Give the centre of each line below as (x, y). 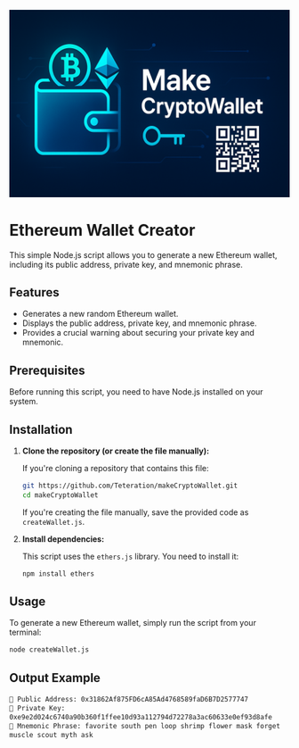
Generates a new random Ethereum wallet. (100, 314)
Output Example (55, 678)
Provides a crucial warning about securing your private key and (138, 333)
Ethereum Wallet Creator (102, 230)
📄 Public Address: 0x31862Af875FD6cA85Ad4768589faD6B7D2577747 (129, 700)
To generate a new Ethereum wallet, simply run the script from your (133, 623)
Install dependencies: (63, 539)
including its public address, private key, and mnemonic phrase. (126, 264)
